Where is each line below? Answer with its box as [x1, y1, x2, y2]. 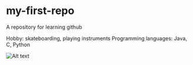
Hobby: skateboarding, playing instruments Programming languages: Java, [6, 35, 187, 42]
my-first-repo [6, 4, 75, 18]
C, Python [6, 41, 31, 48]
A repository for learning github [6, 23, 82, 30]
